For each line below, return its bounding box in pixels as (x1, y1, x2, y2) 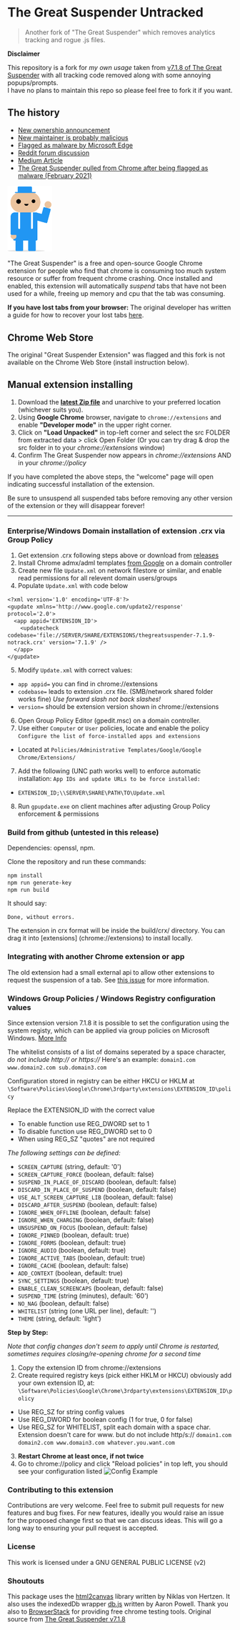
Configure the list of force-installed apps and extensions (17, 733, 201, 740)
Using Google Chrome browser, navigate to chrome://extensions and (17, 412, 221, 422)
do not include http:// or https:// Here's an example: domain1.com (7, 1055, 196, 1064)
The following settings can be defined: (7, 1148, 121, 1158)
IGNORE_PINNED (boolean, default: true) (17, 1231, 130, 1240)
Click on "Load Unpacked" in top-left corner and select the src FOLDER (17, 428, 231, 437)
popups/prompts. (7, 78, 59, 86)
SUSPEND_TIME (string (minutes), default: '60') (17, 1291, 149, 1301)
